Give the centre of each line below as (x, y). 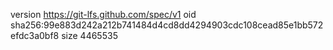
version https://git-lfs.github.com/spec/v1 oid (103, 14)
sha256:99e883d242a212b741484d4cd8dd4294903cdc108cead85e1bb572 (167, 25)
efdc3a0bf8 (35, 35)
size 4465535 (89, 35)
